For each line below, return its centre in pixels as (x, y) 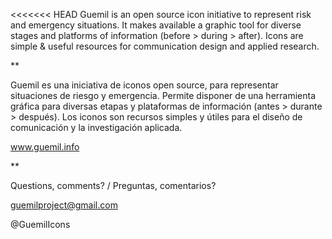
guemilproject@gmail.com (64, 205)
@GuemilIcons (40, 224)
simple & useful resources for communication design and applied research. (165, 46)
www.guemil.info (45, 147)
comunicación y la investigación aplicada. (96, 127)
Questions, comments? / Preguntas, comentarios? (113, 185)
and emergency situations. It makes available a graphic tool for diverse (156, 25)
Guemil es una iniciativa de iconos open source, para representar (144, 85)
